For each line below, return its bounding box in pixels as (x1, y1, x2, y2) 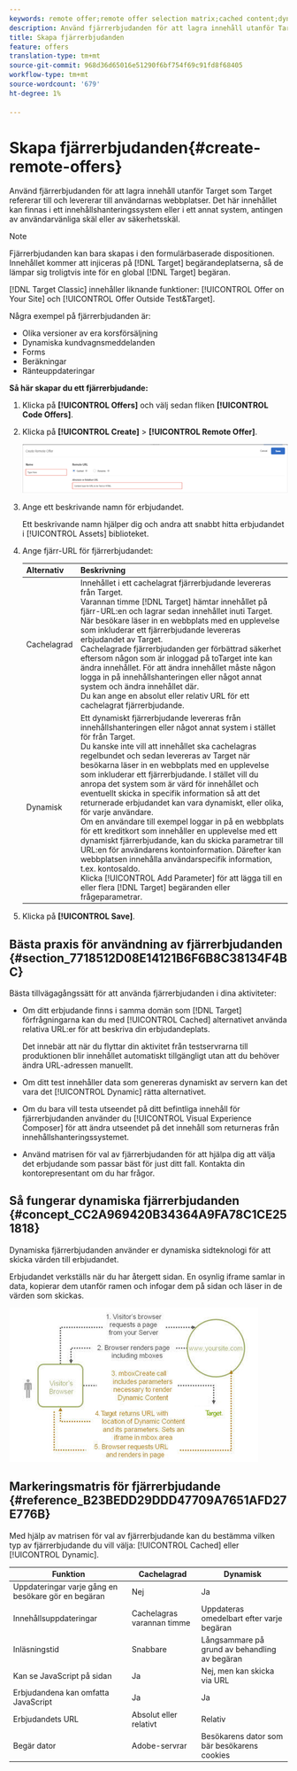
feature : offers (9, 43, 69, 51)
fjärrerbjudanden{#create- (59, 137, 261, 158)
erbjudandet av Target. (80, 634, 164, 645)
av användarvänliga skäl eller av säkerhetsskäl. (9, 214, 181, 225)
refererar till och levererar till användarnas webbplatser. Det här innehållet (9, 195, 278, 206)
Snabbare (131, 1643, 168, 1654)
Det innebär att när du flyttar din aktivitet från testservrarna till (21, 1041, 248, 1052)
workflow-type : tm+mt (9, 71, 89, 80)
